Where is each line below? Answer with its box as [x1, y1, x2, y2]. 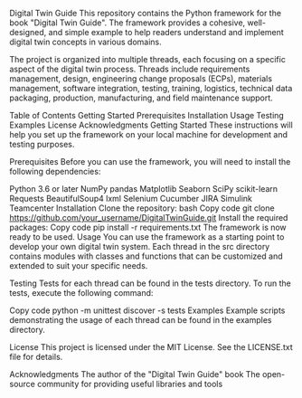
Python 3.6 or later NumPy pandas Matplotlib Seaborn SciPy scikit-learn [9, 184, 278, 194]
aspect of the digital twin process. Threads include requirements [9, 63, 250, 74]
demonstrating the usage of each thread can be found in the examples [9, 315, 272, 325]
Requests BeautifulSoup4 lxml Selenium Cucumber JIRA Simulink [9, 194, 253, 204]
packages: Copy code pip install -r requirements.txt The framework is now [9, 222, 287, 232]
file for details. [9, 352, 63, 362]
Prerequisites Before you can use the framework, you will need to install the [9, 156, 291, 166]
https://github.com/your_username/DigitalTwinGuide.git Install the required [9, 213, 288, 223]
